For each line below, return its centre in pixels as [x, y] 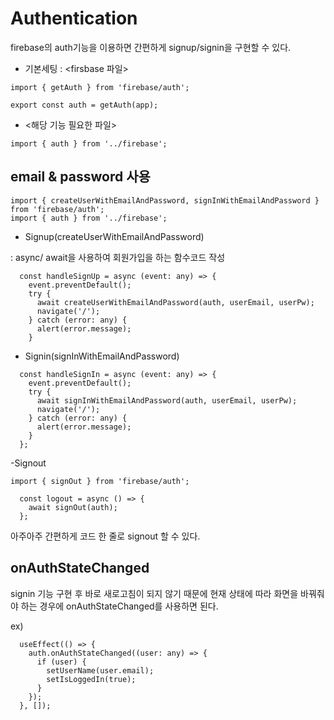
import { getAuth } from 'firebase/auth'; [100, 87]
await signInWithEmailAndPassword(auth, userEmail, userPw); [167, 400]
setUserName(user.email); [100, 670]
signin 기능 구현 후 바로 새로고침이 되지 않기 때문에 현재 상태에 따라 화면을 [154, 593]
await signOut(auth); [73, 507]
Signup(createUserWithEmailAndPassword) [114, 236]
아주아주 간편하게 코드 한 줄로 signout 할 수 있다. [105, 536]
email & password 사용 [80, 177]
